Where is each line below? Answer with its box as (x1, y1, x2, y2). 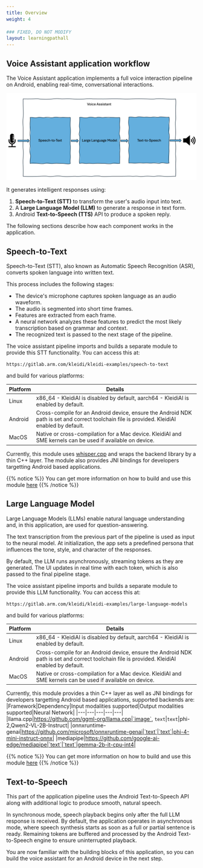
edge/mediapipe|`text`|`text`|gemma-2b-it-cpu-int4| (6, 741, 136, 748)
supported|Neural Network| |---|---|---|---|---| (6, 709, 124, 716)
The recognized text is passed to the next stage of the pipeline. (14, 331, 173, 338)
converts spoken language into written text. (6, 269, 115, 276)
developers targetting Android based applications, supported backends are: (6, 696, 195, 703)
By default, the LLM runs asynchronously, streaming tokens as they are (6, 557, 183, 565)
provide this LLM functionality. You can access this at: (6, 589, 141, 596)
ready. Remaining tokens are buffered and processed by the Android (6, 830, 177, 838)
